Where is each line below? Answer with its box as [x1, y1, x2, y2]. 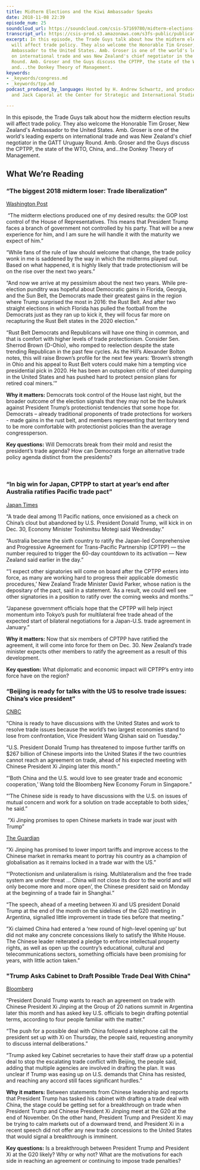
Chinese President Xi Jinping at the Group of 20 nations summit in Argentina [6, 1003, 193, 1011]
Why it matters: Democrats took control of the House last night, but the [6, 392, 182, 399]
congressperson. [6, 429, 48, 436]
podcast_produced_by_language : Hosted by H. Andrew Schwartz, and [6, 87, 174, 93]
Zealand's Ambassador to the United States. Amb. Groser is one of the [6, 126, 179, 133]
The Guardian [6, 835, 40, 842]
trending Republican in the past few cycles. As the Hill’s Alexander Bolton [6, 348, 186, 355]
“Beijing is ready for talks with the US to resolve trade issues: [6, 687, 187, 695]
